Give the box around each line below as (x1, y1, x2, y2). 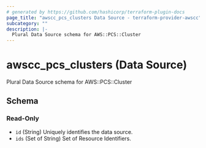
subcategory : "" (6, 20, 48, 26)
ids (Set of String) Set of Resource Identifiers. (15, 135, 132, 142)
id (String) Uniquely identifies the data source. (15, 128, 133, 135)
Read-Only (6, 114, 40, 123)
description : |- (6, 26, 48, 32)
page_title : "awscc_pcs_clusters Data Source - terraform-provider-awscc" (6, 15, 202, 21)
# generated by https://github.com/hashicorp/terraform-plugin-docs (6, 9, 185, 15)
